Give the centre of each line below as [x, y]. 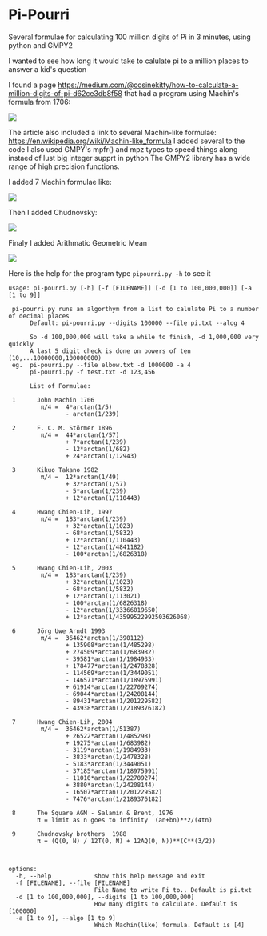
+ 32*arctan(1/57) [96, 484]
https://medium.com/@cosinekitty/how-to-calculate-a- [148, 85]
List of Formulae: [60, 386]
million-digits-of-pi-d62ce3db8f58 [65, 93]
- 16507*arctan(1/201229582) [114, 792]
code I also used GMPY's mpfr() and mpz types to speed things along [123, 149]
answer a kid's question [48, 69]
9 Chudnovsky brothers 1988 [69, 834]
